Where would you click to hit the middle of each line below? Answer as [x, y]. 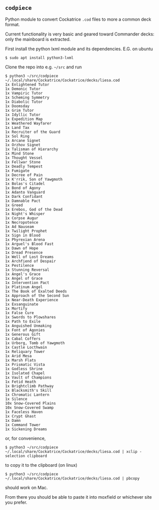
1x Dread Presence [24, 253]
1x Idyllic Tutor [23, 115]
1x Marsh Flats [21, 360]
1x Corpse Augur [22, 218]
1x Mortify [16, 308]
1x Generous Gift [23, 334]
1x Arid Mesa [18, 356]
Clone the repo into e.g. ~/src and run [44, 67]
